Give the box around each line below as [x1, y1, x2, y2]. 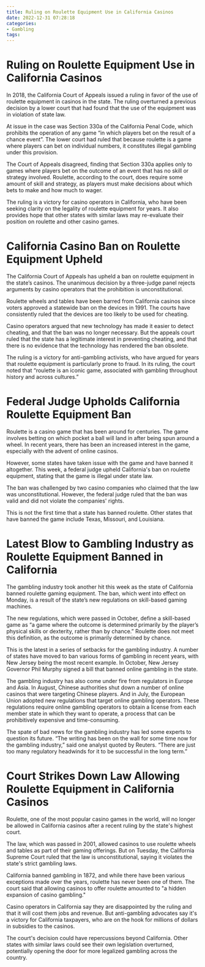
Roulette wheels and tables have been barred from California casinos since [6, 297, 196, 305]
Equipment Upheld [6, 252, 103, 266]
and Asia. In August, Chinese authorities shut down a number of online [6, 684, 184, 691]
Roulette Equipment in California [6, 782, 174, 796]
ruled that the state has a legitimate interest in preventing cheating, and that [6, 335, 198, 343]
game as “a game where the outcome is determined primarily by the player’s [6, 621, 199, 628]
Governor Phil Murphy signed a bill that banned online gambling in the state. [6, 665, 198, 673]
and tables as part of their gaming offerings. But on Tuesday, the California [6, 846, 195, 854]
